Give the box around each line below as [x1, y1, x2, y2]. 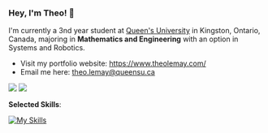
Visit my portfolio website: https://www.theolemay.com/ [19, 58, 207, 68]
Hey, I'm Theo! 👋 [8, 7, 75, 19]
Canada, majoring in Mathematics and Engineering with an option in [8, 34, 239, 44]
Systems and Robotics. [8, 43, 85, 53]
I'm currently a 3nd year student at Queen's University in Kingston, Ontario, [8, 26, 261, 36]
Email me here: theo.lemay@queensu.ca [19, 67, 156, 77]
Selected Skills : [8, 100, 62, 109]
